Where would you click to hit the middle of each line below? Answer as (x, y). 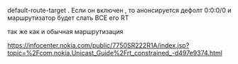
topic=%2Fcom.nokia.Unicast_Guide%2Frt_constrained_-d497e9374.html (115, 53)
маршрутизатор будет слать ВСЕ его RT (68, 18)
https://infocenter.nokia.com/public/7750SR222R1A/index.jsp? (98, 45)
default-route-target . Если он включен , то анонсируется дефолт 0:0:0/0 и (119, 10)
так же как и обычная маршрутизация (65, 32)
